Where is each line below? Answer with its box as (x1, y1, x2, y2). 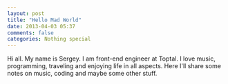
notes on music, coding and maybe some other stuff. (7, 70, 158, 78)
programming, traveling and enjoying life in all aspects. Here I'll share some (7, 62, 221, 70)
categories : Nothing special (7, 36, 91, 43)
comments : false (7, 29, 54, 36)
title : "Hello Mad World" (7, 17, 82, 23)
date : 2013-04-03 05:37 (7, 23, 76, 30)
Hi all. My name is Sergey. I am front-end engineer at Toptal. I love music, (7, 54, 216, 63)
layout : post (7, 10, 45, 17)
